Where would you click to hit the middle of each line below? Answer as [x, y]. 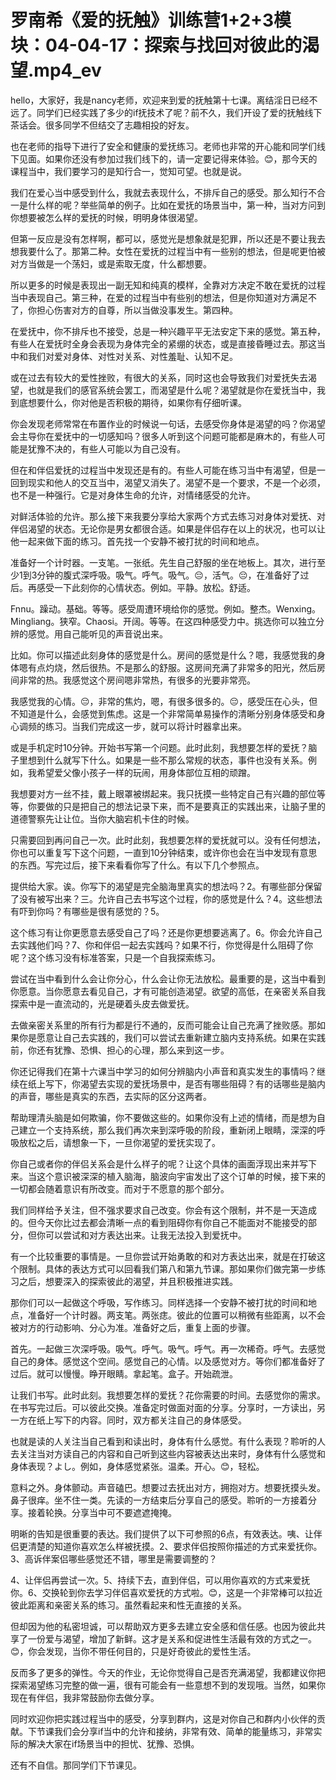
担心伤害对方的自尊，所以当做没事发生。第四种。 [137, 310]
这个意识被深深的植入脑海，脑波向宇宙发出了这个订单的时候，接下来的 [181, 1176]
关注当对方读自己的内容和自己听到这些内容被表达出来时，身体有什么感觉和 [172, 1453]
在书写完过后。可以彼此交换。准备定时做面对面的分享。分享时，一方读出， [163, 1407]
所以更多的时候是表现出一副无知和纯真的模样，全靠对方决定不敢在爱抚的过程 [168, 285]
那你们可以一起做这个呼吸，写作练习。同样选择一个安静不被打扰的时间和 [159, 1302]
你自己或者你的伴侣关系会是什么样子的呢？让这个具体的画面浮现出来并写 [159, 1163]
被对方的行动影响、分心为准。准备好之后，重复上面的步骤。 [133, 1327]
